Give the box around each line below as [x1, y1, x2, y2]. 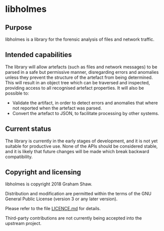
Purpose [5, 23, 32, 32]
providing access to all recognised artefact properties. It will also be [5, 85, 144, 91]
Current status [5, 125, 51, 133]
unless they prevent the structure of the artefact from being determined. [5, 74, 153, 80]
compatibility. [5, 154, 33, 160]
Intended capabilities [5, 51, 72, 59]
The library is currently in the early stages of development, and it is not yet [5, 138, 158, 144]
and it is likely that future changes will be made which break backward [5, 148, 149, 154]
